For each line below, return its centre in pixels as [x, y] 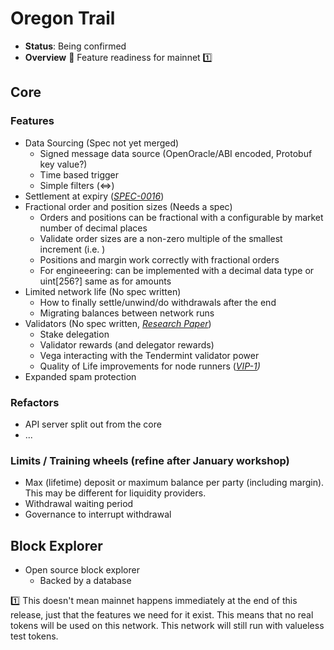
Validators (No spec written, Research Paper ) [118, 323]
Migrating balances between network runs [127, 313]
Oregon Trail [63, 18]
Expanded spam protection [80, 376]
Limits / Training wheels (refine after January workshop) [150, 460]
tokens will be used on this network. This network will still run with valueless [167, 626]
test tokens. [34, 636]
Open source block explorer [82, 570]
